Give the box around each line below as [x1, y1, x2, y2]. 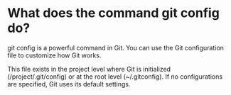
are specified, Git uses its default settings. [7, 79, 131, 88]
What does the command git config [7, 5, 220, 21]
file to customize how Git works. [7, 51, 102, 60]
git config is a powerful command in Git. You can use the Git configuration [7, 43, 224, 52]
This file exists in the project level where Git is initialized [7, 65, 171, 73]
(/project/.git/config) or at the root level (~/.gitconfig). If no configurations [7, 72, 222, 81]
